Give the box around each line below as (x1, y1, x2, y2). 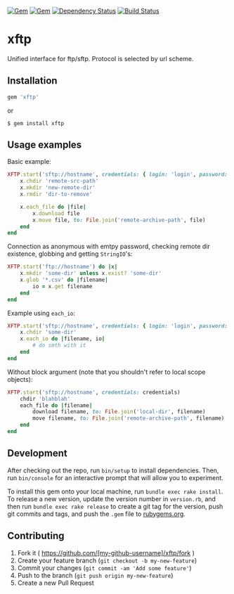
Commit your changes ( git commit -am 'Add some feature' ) (17, 563, 192, 572)
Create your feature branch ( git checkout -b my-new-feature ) (17, 556, 197, 564)
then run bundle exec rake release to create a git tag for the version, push (7, 502, 223, 510)
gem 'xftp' (7, 93, 39, 101)
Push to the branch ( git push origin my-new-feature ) (17, 571, 174, 579)
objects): (7, 375, 33, 383)
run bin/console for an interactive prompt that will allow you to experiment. (7, 473, 223, 482)
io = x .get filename (32, 283, 93, 290)
